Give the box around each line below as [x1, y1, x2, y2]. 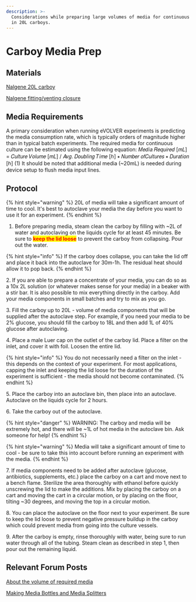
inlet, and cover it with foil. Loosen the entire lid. [6, 343, 122, 350]
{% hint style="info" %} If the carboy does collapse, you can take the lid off [6, 253, 188, 259]
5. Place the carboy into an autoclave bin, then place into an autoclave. [6, 391, 177, 397]
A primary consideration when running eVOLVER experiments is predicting [6, 127, 185, 135]
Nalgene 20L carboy [6, 83, 56, 91]
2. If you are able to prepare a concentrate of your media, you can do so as [6, 276, 187, 283]
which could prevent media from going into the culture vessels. [6, 522, 158, 529]
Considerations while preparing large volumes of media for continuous [11, 14, 190, 20]
